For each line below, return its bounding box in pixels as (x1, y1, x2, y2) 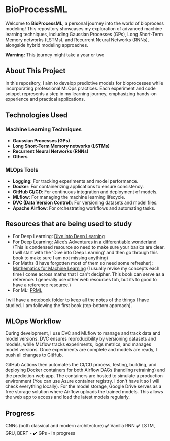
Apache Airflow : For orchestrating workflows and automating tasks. (12, 205, 156, 211)
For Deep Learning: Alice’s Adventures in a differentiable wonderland (12, 239, 157, 245)
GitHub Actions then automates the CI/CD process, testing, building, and (5, 362, 157, 368)
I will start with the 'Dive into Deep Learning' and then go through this (12, 249, 158, 255)
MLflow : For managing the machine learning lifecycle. (12, 194, 125, 200)
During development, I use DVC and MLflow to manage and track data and (5, 330, 161, 336)
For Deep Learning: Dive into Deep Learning (12, 233, 105, 239)
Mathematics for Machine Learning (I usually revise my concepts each (12, 265, 160, 272)
